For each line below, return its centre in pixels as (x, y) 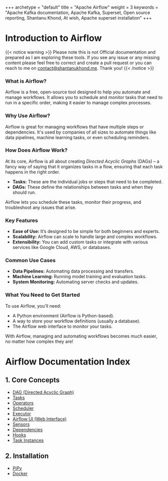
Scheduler (23, 408)
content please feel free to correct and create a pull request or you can (78, 63)
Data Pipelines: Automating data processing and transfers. (73, 271)
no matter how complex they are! (39, 341)
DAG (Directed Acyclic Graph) (43, 392)
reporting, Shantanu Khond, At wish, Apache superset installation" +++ (78, 18)
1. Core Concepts (33, 380)
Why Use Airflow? (28, 116)
